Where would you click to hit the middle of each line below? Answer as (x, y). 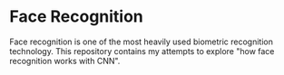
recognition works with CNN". (65, 61)
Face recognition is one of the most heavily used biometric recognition (142, 42)
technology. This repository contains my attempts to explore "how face (142, 51)
